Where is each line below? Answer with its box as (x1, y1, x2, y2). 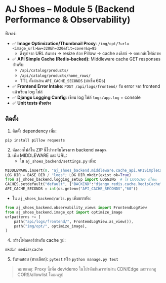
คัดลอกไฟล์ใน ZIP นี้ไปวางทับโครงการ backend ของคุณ (12, 146, 107, 152)
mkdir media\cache (5, 247, 43, 252)
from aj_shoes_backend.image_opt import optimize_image (5, 210, 123, 214)
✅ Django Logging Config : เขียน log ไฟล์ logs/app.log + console (12, 94, 141, 100)
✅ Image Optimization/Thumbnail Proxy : (12, 40, 97, 46)
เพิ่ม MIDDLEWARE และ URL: (12, 152, 68, 158)
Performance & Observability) (5, 14, 131, 25)
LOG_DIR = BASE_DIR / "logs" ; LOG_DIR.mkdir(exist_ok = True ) (5, 172, 132, 177)
